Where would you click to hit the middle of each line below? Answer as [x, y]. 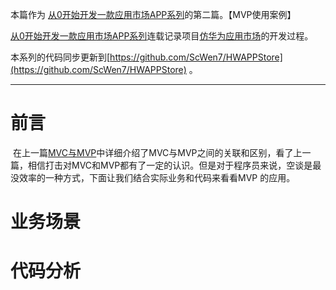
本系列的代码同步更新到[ [60, 57]
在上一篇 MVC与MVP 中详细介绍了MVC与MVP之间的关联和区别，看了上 [157, 152]
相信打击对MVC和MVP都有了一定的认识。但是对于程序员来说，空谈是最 [174, 165]
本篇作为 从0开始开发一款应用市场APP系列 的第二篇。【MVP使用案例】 [153, 14]
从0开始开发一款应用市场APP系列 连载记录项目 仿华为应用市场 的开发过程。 [162, 36]
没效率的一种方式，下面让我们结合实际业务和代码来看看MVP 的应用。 [153, 177]
